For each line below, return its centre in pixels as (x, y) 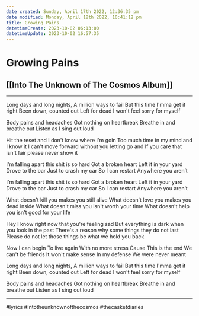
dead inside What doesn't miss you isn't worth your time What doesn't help (98, 206)
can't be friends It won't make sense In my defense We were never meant (96, 254)
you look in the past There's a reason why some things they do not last (92, 230)
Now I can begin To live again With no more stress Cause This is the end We (99, 248)
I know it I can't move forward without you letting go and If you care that (94, 146)
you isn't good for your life (38, 213)
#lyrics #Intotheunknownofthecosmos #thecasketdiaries (75, 307)
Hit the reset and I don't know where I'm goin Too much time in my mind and (99, 141)
